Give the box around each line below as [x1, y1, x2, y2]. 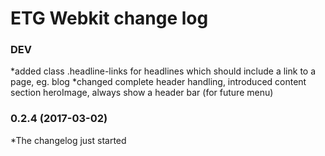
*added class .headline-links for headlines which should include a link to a [10, 65, 317, 77]
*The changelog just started [10, 134, 127, 146]
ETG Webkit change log [10, 7, 209, 30]
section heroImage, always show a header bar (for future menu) [10, 87, 274, 99]
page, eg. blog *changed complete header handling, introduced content [10, 76, 307, 88]
